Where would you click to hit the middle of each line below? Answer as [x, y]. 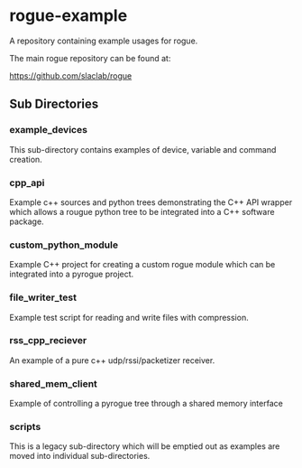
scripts [25, 427]
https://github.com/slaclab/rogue [71, 75]
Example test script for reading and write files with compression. [129, 317]
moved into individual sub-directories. [80, 456]
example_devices [49, 130]
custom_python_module [64, 245]
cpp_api [27, 183]
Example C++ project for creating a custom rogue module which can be [142, 265]
